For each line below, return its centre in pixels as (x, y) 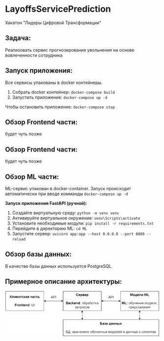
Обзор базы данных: (38, 254)
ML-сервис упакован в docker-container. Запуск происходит (68, 188)
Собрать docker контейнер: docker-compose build (63, 92)
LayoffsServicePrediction (58, 9)
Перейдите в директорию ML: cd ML (49, 228)
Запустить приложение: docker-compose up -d (60, 97)
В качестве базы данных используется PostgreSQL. (59, 266)
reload (19, 239)
